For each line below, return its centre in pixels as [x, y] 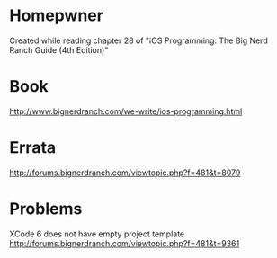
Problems [46, 209]
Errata [33, 148]
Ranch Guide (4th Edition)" [59, 49]
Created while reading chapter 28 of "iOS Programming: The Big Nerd [138, 40]
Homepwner [56, 16]
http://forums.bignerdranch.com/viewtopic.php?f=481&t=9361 [125, 243]
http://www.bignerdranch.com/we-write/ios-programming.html [126, 111]
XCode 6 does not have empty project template [97, 234]
